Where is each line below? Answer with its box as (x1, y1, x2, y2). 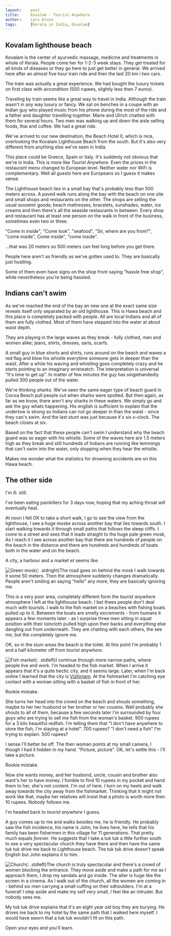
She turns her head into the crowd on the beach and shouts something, (5, 698, 155, 705)
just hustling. (5, 259, 32, 265)
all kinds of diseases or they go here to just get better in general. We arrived (5, 65, 165, 72)
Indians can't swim (5, 289, 67, 297)
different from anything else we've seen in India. (5, 144, 107, 150)
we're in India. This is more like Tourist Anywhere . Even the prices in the (5, 159, 157, 165)
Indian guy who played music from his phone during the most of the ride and (5, 107, 166, 113)
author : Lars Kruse (5, 17, 54, 22)
